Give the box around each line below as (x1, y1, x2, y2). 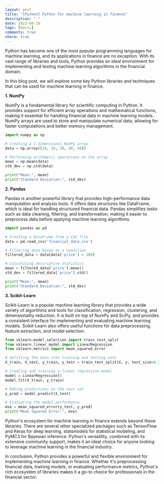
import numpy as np (5, 132, 45, 137)
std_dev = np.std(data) (5, 164, 54, 169)
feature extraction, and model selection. (5, 328, 85, 334)
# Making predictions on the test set (5, 387, 84, 392)
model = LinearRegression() (5, 373, 62, 378)
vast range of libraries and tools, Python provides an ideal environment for (5, 58, 155, 64)
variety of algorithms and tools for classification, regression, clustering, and (5, 307, 157, 313)
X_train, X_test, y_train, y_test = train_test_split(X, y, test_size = (5, 360, 154, 365)
